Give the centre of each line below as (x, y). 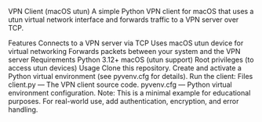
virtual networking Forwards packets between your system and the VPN (124, 51)
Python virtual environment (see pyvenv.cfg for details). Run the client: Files (131, 76)
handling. (23, 109)
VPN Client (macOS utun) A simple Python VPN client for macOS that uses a (131, 11)
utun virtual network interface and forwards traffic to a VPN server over (124, 20)
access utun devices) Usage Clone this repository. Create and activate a (125, 68)
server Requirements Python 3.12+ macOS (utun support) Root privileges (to (131, 59)
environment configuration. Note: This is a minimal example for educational (129, 93)
